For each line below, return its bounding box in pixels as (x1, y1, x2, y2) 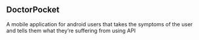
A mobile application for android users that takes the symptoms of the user (6, 20, 193, 27)
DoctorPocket (6, 5, 60, 15)
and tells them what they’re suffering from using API (6, 27, 136, 34)
